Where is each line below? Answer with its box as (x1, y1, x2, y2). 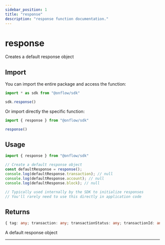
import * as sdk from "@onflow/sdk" (5, 91, 80, 96)
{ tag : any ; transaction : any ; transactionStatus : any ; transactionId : (5, 221, 155, 226)
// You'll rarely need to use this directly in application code (5, 194, 141, 199)
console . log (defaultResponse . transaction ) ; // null (5, 172, 113, 177)
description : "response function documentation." (5, 16, 109, 21)
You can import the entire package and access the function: (5, 81, 126, 87)
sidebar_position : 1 (5, 7, 48, 12)
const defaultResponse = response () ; (5, 167, 82, 172)
